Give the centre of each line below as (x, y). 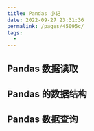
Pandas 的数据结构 (47, 94)
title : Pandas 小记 (34, 13)
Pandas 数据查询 (43, 120)
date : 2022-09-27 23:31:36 (46, 20)
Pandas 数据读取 (43, 68)
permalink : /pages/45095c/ (46, 26)
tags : (15, 33)
